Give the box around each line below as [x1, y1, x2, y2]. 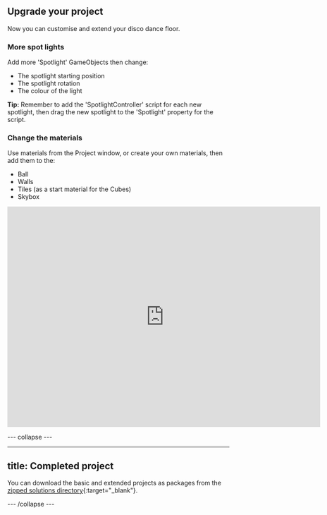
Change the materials [7, 133, 83, 143]
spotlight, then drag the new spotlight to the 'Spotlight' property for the [7, 108, 214, 116]
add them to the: [7, 157, 55, 165]
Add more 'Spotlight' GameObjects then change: [7, 58, 149, 66]
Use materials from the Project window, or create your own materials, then [7, 149, 223, 157]
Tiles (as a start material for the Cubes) [17, 185, 132, 193]
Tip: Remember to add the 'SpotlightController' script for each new [7, 100, 202, 109]
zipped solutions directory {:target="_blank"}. [7, 486, 138, 495]
